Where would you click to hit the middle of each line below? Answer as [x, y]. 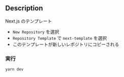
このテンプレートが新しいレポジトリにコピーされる [66, 44]
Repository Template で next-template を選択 [60, 38]
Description [24, 8]
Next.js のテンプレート [29, 21]
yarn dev [14, 69]
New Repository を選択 [36, 32]
